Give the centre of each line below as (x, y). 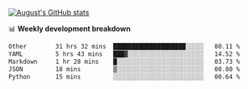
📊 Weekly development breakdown (69, 29)
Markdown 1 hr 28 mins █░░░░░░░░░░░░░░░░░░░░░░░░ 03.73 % (124, 61)
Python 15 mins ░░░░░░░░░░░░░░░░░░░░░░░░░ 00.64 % (124, 77)
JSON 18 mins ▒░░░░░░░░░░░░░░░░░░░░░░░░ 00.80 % (124, 69)
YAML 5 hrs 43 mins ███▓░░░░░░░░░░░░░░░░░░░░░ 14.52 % (124, 54)
